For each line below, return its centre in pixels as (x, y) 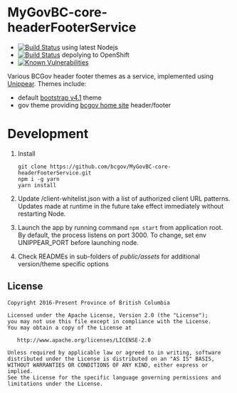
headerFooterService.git (54, 173)
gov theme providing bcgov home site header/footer (94, 105)
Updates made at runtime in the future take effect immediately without (121, 206)
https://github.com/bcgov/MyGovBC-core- (110, 167)
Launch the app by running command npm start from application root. (120, 227)
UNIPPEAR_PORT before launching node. (78, 242)
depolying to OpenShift (95, 55)
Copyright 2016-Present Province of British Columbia (89, 303)
